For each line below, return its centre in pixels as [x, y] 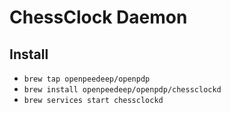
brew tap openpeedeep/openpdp [87, 79]
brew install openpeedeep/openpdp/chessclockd [122, 90]
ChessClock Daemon [98, 17]
